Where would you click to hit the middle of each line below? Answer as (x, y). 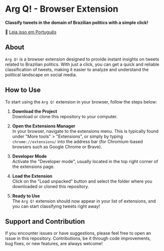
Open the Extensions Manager (44, 126)
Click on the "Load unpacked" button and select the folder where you (82, 181)
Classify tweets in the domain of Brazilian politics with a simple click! (77, 22)
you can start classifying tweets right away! (56, 206)
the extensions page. (33, 167)
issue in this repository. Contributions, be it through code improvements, (78, 238)
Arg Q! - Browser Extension (62, 9)
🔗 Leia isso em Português (31, 32)
